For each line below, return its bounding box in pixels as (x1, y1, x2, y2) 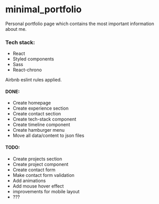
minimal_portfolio (5, 4, 82, 15)
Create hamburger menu (12, 127, 65, 133)
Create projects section (12, 155, 62, 162)
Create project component (12, 161, 69, 167)
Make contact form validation (12, 172, 75, 178)
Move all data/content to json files (12, 132, 84, 139)
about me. (5, 26, 27, 32)
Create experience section (12, 105, 69, 111)
